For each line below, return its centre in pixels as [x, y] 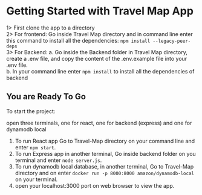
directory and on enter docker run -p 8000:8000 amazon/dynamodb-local [105, 173]
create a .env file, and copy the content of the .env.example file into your [97, 58]
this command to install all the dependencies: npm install [78, 40]
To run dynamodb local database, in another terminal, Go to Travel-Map [104, 166]
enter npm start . [35, 147]
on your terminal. [36, 179]
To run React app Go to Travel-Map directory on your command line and [105, 141]
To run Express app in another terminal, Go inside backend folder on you [106, 153]
